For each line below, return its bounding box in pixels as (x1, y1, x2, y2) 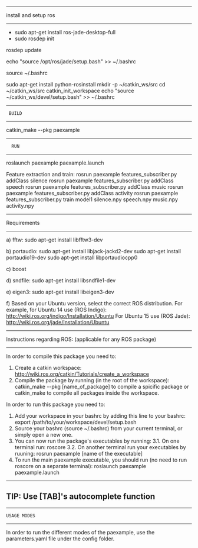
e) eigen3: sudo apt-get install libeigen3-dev (6, 288, 114, 295)
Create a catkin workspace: (14, 365, 82, 371)
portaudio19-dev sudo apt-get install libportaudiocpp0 (6, 254, 138, 261)
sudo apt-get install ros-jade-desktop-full (14, 29, 116, 36)
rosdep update (6, 47, 42, 53)
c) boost (6, 266, 27, 272)
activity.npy (6, 202, 34, 209)
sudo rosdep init (14, 35, 55, 42)
